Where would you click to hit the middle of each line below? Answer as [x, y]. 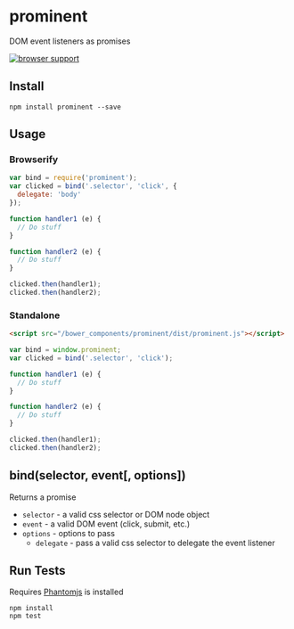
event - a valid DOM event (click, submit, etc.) [106, 524]
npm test [25, 617]
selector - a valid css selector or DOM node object [116, 514]
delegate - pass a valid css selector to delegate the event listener [155, 543]
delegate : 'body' [49, 195]
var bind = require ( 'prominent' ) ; [73, 178]
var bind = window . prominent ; [65, 350]
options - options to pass [69, 533]
